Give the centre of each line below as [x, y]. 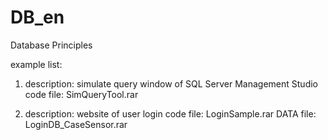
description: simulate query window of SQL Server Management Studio [171, 83]
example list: [36, 64]
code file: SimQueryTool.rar [81, 94]
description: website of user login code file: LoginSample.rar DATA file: [170, 113]
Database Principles [51, 45]
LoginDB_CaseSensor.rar [76, 124]
